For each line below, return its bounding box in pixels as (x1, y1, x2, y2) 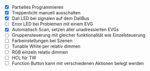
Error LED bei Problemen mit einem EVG (11, 21, 93, 27)
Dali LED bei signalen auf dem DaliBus (11, 15, 89, 21)
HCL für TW (11, 55, 37, 61)
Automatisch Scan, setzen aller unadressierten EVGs (11, 27, 119, 33)
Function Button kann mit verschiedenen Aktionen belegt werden (11, 60, 144, 66)
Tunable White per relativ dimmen (11, 43, 81, 49)
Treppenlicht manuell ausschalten (11, 10, 81, 16)
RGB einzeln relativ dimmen (11, 49, 68, 55)
